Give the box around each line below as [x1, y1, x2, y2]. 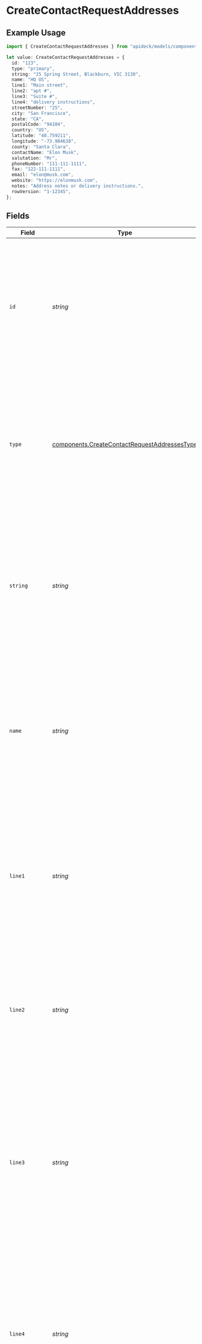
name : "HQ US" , [11, 76, 50, 83]
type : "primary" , [11, 66, 55, 72]
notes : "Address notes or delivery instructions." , [11, 183, 144, 189]
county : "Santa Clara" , [11, 144, 71, 150]
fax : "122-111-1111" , [11, 166, 66, 172]
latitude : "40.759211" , [11, 133, 71, 139]
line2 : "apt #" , [11, 88, 52, 94]
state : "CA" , [11, 116, 44, 122]
